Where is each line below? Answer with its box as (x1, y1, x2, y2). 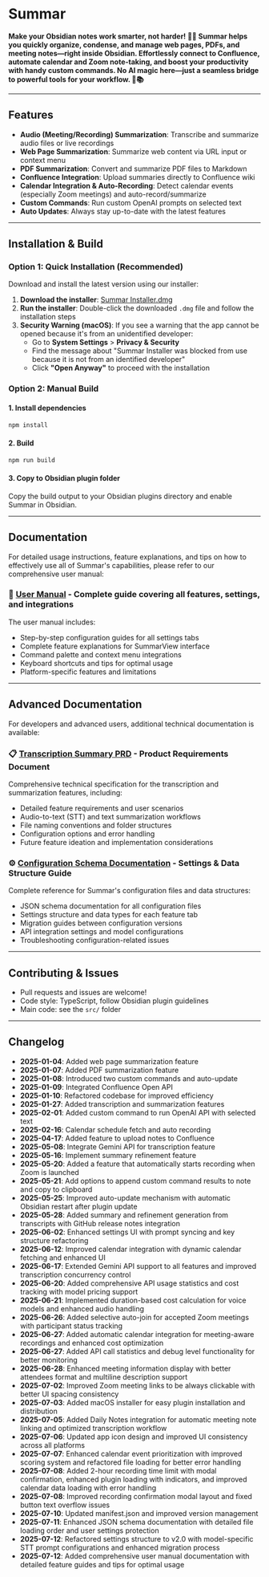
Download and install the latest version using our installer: (8, 279, 199, 289)
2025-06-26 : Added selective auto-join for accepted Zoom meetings (19, 1312, 250, 1322)
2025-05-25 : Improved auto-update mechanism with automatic (19, 1193, 231, 1202)
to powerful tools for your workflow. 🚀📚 (8, 74, 144, 84)
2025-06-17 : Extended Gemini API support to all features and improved (19, 1261, 257, 1270)
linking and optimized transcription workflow (19, 1423, 167, 1433)
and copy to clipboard (19, 1185, 93, 1194)
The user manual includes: (8, 617, 96, 627)
